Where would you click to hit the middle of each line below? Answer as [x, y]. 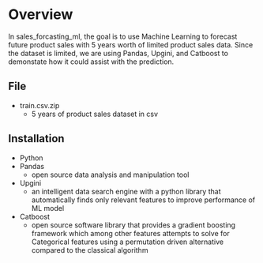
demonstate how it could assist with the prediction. [91, 62]
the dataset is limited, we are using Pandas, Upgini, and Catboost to [118, 53]
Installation [36, 139]
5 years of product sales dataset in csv [95, 114]
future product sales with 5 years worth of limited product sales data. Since [131, 44]
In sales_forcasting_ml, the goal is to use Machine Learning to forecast [123, 36]
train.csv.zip [39, 105]
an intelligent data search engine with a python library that [126, 191]
